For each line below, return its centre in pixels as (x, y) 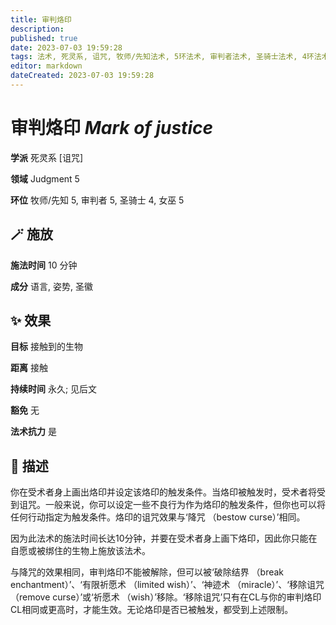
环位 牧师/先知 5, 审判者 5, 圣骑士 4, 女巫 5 (97, 200)
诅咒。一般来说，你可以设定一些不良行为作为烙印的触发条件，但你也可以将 (172, 505)
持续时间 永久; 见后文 (54, 389)
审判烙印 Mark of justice (111, 128)
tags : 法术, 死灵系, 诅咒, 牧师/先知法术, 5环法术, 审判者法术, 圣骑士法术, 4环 (162, 57)
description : (37, 29)
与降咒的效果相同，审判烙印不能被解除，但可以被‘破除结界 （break (147, 572)
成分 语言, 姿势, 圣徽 (51, 286)
